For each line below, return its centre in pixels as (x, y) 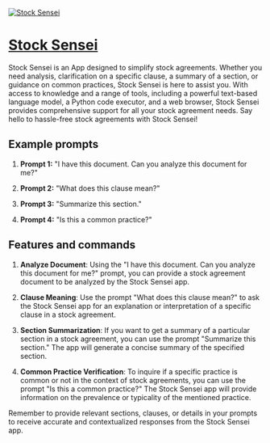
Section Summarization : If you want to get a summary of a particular (135, 330)
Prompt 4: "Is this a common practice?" (86, 219)
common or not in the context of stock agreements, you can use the (133, 380)
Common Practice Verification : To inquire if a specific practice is (129, 371)
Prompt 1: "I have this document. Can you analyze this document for (133, 164)
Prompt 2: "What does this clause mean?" (90, 188)
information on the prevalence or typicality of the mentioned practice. (135, 397)
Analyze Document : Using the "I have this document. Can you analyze (137, 264)
